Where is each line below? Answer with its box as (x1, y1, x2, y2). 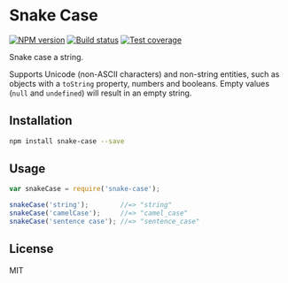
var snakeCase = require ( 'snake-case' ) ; (9, 185, 161, 194)
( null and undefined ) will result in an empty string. (9, 88, 192, 98)
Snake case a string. (9, 51, 84, 62)
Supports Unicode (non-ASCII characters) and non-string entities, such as (9, 68, 280, 80)
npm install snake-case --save (9, 136, 125, 146)
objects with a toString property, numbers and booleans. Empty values (9, 78, 270, 88)
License (9, 241, 54, 256)
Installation (9, 113, 73, 128)
